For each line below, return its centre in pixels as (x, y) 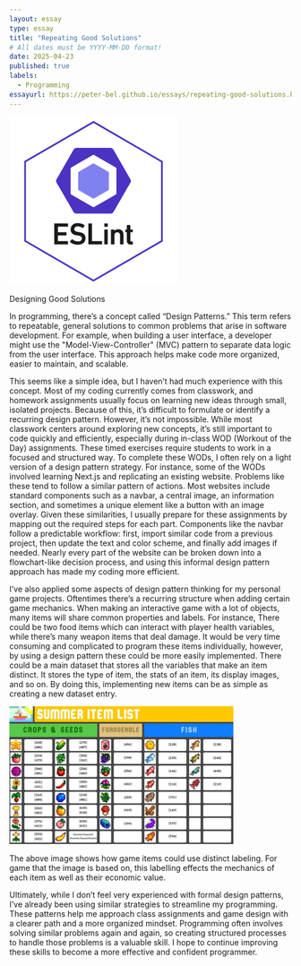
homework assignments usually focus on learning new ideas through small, (148, 400)
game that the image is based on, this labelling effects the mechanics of (142, 867)
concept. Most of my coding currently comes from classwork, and (131, 391)
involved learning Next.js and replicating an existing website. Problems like (147, 476)
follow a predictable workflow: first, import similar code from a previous (141, 533)
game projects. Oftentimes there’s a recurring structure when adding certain (150, 598)
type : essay (31, 28)
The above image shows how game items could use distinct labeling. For (143, 858)
